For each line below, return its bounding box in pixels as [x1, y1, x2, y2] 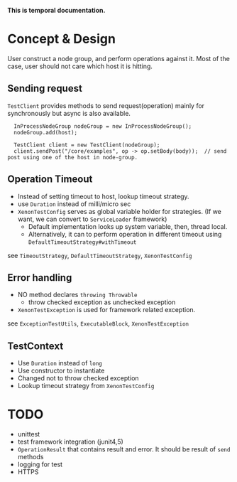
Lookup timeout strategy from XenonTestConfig [17, 382, 155, 390]
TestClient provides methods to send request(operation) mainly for [7, 101, 204, 109]
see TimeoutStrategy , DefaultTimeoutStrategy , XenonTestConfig [7, 251, 192, 259]
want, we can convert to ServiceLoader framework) [17, 215, 167, 223]
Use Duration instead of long [17, 359, 103, 368]
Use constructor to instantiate [17, 366, 105, 375]
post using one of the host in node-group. [7, 154, 138, 161]
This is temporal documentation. [7, 6, 106, 14]
